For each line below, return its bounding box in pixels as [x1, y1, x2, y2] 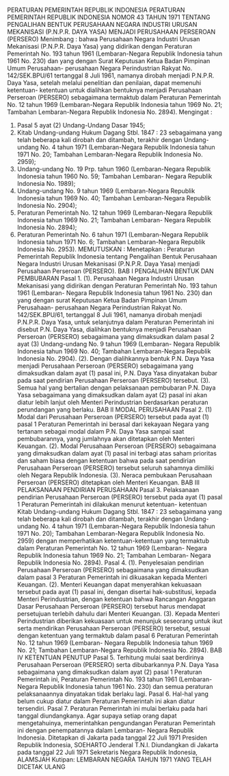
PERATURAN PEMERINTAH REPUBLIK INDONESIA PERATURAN [7, 6, 185, 14]
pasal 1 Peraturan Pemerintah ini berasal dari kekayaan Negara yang [16, 420, 210, 428]
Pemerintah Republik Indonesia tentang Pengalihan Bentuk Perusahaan [16, 252, 217, 260]
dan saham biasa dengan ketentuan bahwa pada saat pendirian [16, 456, 196, 465]
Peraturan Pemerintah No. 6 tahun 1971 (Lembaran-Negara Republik [16, 231, 208, 239]
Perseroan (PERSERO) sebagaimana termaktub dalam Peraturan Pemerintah [7, 93, 221, 102]
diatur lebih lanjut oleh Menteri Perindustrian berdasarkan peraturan [16, 398, 208, 406]
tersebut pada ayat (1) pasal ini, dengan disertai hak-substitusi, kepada [16, 588, 217, 596]
